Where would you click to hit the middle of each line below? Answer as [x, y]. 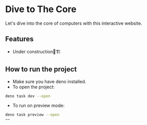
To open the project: [33, 87]
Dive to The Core [41, 9]
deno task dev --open [28, 96]
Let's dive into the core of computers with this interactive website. [74, 23]
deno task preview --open [32, 115]
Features [19, 39]
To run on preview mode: [38, 106]
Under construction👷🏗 [37, 51]
